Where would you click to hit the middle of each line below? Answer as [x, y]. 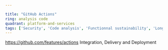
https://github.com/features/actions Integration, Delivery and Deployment [81, 42]
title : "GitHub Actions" [31, 14]
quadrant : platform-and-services [40, 23]
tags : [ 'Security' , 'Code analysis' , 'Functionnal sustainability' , [78, 28]
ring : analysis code [27, 19]
